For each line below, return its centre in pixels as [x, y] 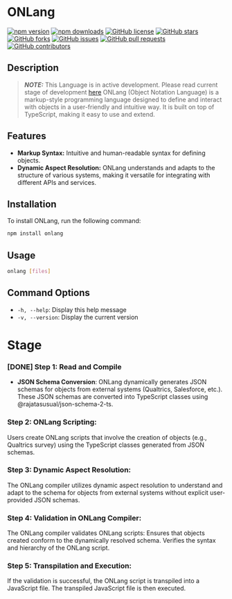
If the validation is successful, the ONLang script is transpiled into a [103, 581]
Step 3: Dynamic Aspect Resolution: [69, 470]
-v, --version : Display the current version [78, 317]
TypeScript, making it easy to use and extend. [90, 114]
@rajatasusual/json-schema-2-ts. [65, 404]
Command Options [48, 293]
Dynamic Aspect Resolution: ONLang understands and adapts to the [116, 167]
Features [27, 136]
